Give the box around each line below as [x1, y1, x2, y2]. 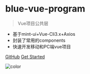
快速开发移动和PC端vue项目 [12, 43, 71, 49]
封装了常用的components [12, 37, 66, 43]
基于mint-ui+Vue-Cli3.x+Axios [12, 31, 76, 37]
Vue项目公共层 [17, 20, 49, 26]
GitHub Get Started [5, 53, 45, 59]
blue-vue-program [5, 3, 85, 15]
